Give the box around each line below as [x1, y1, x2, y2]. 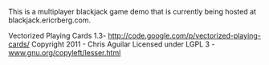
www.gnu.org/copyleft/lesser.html [8, 48, 121, 57]
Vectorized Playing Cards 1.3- [8, 31, 107, 40]
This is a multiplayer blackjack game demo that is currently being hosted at [8, 7, 257, 16]
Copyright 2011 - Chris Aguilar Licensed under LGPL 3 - [31, 39, 215, 49]
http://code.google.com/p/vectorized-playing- [108, 31, 261, 40]
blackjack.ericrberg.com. [8, 15, 92, 25]
